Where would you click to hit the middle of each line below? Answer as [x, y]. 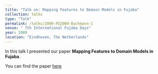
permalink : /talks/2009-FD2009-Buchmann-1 [49, 23]
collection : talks [24, 14]
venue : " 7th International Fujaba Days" [48, 28]
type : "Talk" [18, 19]
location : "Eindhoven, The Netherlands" [47, 37]
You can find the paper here [33, 66]
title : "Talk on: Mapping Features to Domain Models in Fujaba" [72, 10]
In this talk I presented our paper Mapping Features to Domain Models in [79, 51]
